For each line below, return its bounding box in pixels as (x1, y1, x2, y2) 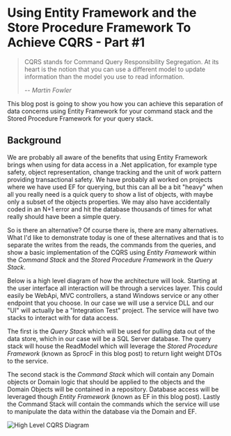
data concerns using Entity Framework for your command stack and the (7, 107, 214, 115)
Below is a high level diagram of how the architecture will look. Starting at (7, 276, 218, 285)
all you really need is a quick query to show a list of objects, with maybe (7, 190, 214, 198)
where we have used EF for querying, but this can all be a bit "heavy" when (7, 183, 223, 191)
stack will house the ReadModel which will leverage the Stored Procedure (7, 342, 218, 350)
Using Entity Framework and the (7, 5, 197, 21)
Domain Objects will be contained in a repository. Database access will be (7, 385, 219, 393)
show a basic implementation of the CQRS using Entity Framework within (7, 248, 217, 256)
